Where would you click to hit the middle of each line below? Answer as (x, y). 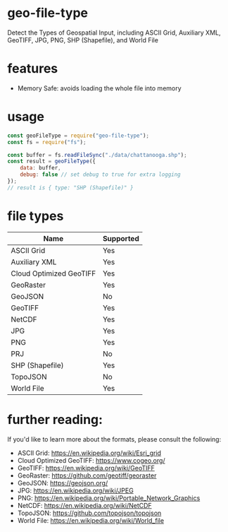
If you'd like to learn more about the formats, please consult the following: (114, 439)
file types (36, 216)
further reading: (55, 419)
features (33, 69)
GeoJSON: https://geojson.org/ (63, 483)
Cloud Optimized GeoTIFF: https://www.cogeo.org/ (91, 460)
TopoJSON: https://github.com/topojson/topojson (89, 513)
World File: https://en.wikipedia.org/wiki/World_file (90, 520)
